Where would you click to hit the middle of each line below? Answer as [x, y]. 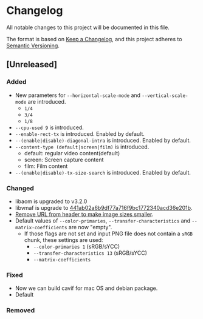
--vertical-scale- [165, 96]
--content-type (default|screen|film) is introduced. [82, 147]
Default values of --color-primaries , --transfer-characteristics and [103, 220]
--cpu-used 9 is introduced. [49, 127]
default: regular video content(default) [72, 153]
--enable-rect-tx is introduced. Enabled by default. [80, 133]
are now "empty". [90, 227]
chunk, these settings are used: [64, 240]
